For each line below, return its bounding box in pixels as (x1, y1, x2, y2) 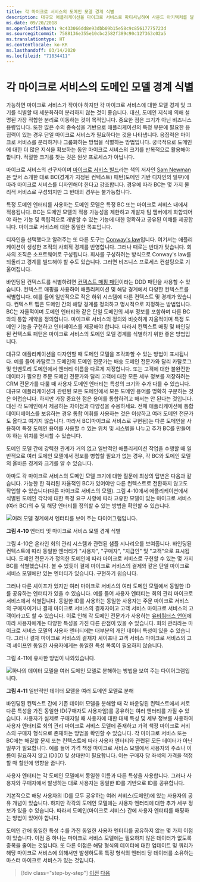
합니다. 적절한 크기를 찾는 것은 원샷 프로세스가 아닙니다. (6, 153, 135, 161)
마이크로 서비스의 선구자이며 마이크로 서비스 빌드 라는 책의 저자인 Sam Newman (6, 166, 192, 173)
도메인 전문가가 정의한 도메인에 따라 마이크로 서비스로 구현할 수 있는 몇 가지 (18, 554, 193, 562)
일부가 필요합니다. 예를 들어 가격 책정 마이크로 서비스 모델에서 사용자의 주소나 (6, 744, 186, 751)
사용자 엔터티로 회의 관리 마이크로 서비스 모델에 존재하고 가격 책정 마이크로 (6, 722, 180, 729)
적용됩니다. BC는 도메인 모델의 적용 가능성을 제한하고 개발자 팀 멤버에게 (6, 208, 173, 215)
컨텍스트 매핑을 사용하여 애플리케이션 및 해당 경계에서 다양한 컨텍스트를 (23, 285, 189, 293)
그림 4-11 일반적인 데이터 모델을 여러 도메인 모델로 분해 (6, 687, 134, 694)
